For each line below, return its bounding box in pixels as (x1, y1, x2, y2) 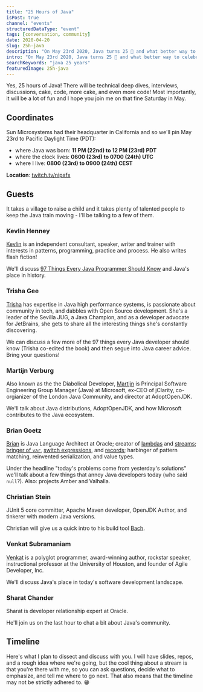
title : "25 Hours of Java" (6, 8, 74, 15)
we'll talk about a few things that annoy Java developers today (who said (6, 471, 187, 478)
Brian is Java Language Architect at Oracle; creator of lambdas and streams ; (6, 440, 197, 447)
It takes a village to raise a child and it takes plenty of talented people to (6, 205, 185, 212)
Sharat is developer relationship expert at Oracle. (6, 608, 129, 615)
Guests (6, 189, 34, 199)
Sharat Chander (6, 593, 54, 602)
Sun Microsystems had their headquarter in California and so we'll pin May (6, 129, 192, 136)
